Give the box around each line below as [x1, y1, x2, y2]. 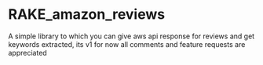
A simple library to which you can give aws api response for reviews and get [8, 31, 255, 41]
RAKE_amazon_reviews [8, 5, 166, 23]
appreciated [8, 48, 47, 57]
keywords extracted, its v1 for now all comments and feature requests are [8, 39, 246, 49]
